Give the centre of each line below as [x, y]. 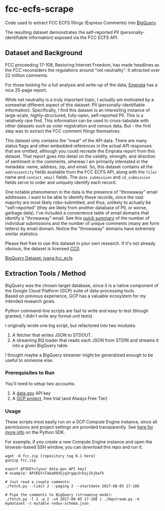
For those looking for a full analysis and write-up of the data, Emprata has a [82, 85]
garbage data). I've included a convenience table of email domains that [77, 213]
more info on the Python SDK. [35, 432]
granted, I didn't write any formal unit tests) [49, 316]
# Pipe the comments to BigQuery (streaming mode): [59, 495]
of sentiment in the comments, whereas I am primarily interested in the [77, 161]
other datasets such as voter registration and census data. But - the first [78, 126]
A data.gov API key [31, 393]
